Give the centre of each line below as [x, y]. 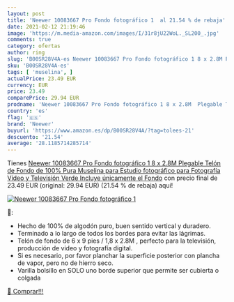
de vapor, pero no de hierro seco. [65, 263]
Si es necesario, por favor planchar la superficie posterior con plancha [118, 256]
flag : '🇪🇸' [24, 117]
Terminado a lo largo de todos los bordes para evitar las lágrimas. [111, 234]
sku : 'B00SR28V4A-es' [39, 66]
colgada [29, 278]
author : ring [26, 53]
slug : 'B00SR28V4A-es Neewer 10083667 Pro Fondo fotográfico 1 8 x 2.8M [115, 59]
